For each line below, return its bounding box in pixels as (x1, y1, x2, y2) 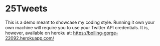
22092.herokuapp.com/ (5, 35, 54, 41)
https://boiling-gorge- (73, 30, 118, 36)
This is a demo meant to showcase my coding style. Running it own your (5, 19, 155, 25)
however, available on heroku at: (5, 30, 72, 36)
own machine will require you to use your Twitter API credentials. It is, (5, 24, 149, 30)
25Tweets (5, 3, 48, 14)
